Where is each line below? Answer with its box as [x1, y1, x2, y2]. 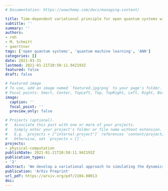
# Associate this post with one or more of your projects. [5, 123, 135, 128]
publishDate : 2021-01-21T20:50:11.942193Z [5, 150, 95, 155]
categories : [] [5, 53, 37, 58]
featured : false [5, 67, 39, 72]
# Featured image [5, 81, 41, 86]
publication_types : [5, 155, 46, 160]
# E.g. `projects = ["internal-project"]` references [5, 132, 124, 137]
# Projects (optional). [5, 118, 55, 123]
